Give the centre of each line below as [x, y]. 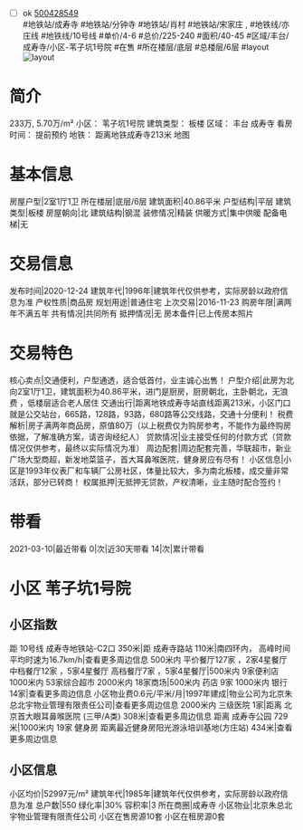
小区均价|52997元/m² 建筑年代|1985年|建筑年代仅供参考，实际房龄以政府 [145, 793]
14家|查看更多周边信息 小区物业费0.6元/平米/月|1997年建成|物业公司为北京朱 [151, 693]
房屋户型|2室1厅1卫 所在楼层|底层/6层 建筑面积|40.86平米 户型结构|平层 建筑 [151, 201]
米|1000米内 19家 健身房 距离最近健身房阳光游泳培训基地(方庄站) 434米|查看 [151, 727]
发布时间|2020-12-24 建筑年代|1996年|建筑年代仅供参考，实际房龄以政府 [145, 291]
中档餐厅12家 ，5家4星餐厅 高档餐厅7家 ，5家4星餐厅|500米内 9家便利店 [144, 671]
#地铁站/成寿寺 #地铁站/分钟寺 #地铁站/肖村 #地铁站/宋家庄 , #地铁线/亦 [156, 24]
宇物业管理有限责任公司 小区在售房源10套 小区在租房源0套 [118, 816]
